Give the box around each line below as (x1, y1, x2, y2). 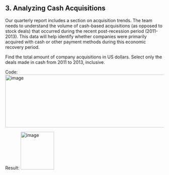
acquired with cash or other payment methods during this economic (5, 39, 146, 45)
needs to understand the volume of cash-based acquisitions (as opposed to (5, 23, 162, 29)
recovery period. (5, 44, 40, 50)
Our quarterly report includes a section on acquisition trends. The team (5, 17, 152, 23)
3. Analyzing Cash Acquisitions (5, 4, 106, 13)
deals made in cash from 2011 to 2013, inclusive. (5, 59, 106, 65)
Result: (5, 164, 20, 170)
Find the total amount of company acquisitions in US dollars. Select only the (5, 54, 162, 60)
